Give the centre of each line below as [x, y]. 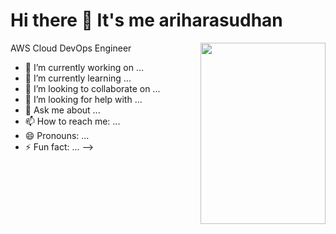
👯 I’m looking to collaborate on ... [92, 88]
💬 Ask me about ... [62, 110]
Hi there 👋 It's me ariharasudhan [146, 20]
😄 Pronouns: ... [57, 135]
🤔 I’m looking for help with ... [83, 99]
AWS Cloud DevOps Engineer [71, 48]
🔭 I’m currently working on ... [84, 67]
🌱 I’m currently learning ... [78, 78]
